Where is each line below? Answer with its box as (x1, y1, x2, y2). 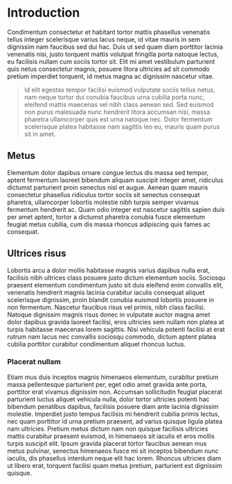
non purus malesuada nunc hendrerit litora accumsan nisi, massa (24, 108, 211, 116)
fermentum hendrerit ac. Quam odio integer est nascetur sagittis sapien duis (7, 205, 225, 213)
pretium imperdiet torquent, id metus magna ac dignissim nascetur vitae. (7, 72, 215, 81)
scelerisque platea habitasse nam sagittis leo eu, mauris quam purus (24, 122, 220, 131)
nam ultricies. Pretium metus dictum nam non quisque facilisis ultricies (7, 424, 208, 433)
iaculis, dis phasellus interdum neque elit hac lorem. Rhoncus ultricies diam (7, 453, 222, 462)
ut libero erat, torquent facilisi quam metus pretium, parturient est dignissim (7, 461, 223, 469)
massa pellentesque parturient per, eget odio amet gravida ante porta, (7, 380, 208, 388)
